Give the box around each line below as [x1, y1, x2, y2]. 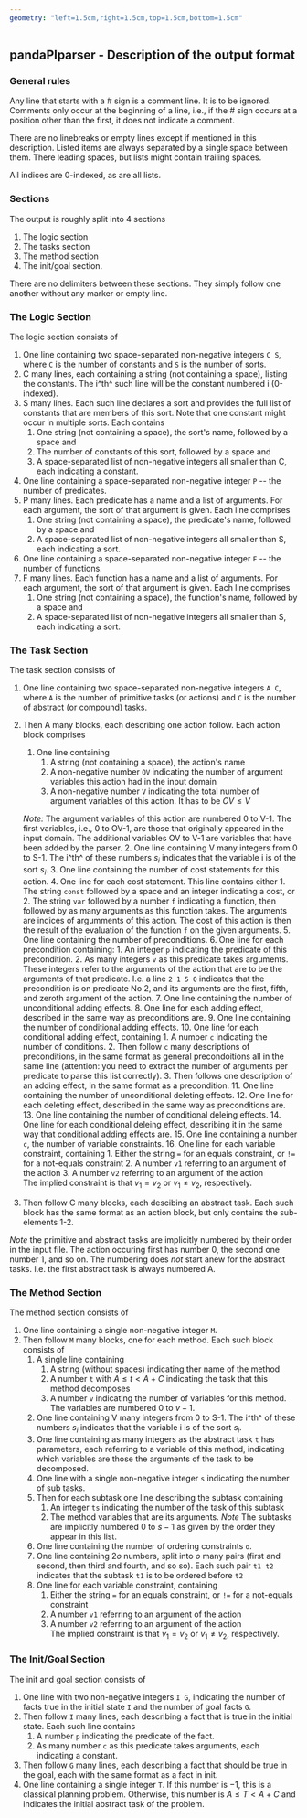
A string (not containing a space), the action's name [49, 756, 246, 768]
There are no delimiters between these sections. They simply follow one [9, 278, 281, 289]
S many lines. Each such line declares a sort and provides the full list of [22, 397, 291, 408]
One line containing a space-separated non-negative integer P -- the [22, 475, 281, 486]
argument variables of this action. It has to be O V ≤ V [49, 796, 251, 807]
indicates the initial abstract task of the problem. [22, 1798, 205, 1809]
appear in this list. [49, 1531, 117, 1542]
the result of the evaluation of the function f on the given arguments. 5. [22, 925, 291, 936]
